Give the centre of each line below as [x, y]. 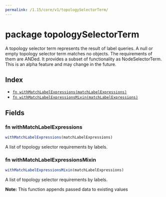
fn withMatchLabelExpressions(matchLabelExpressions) [69, 92]
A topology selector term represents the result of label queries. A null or [79, 48]
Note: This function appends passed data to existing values [67, 190]
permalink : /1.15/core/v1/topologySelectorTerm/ [57, 10]
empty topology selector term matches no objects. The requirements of [79, 53]
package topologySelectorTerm [72, 34]
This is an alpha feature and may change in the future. [61, 64]
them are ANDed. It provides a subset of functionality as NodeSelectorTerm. [83, 59]
